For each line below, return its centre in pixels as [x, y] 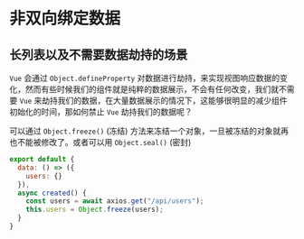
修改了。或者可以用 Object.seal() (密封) [116, 142]
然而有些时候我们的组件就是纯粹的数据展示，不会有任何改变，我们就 [152, 89]
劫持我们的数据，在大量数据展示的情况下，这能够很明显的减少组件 [165, 101]
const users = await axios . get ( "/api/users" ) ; [115, 201]
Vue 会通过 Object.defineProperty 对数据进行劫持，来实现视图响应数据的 [145, 78]
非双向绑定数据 [65, 18]
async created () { [52, 193]
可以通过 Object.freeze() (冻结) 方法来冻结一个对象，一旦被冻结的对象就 [145, 131]
